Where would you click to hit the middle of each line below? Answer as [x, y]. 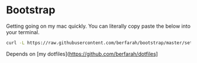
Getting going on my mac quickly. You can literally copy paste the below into [98, 26]
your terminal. [23, 32]
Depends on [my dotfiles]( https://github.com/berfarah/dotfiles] [82, 54]
